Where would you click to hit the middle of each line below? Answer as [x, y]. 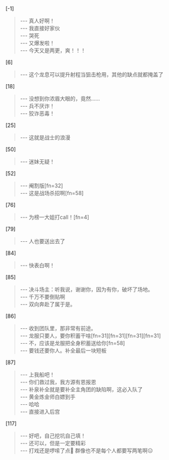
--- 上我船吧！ [38, 375]
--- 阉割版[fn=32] [41, 186]
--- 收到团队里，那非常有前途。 [58, 328]
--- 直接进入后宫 [40, 412]
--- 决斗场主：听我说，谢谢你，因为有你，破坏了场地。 [87, 289]
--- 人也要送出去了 [43, 241]
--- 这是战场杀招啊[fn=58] [52, 193]
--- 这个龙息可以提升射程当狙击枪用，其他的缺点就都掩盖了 [92, 74]
